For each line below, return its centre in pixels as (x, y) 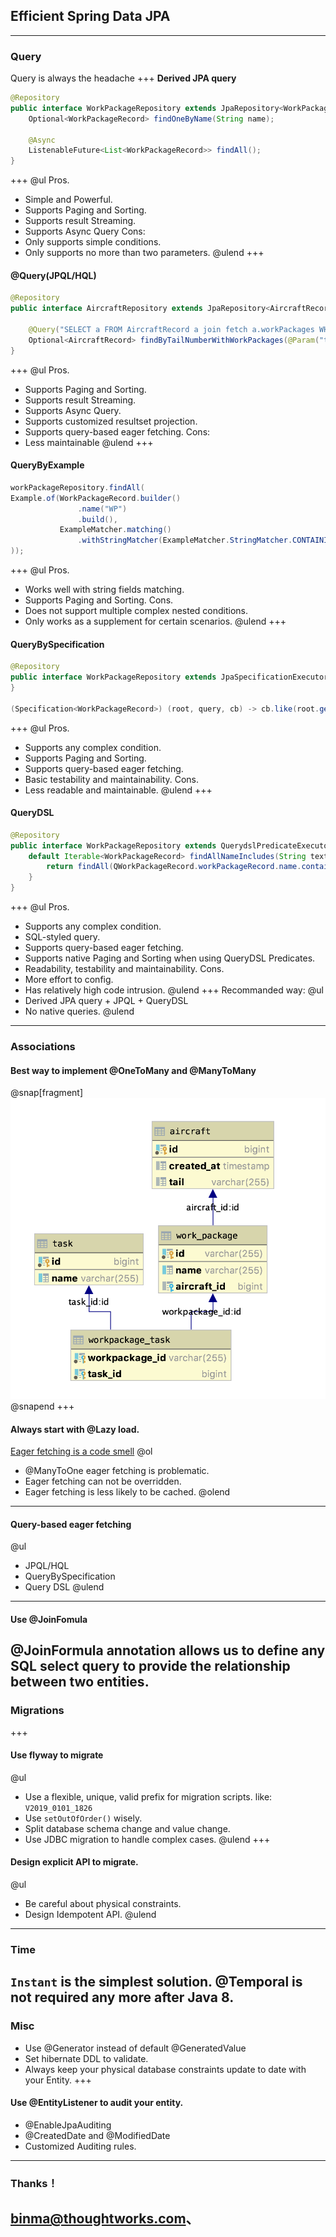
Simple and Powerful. (68, 200)
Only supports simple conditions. (93, 242)
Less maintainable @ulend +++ (89, 442)
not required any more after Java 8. (122, 1997)
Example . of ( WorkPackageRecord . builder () (96, 498)
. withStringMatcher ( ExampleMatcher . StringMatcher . (185, 540)
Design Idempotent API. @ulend (90, 1915)
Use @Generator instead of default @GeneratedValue (135, 2048)
